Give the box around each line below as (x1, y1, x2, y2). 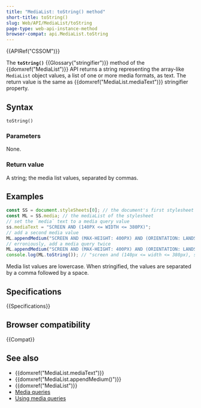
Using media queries (14, 394, 66, 402)
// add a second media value (6, 229, 79, 236)
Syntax (6, 102, 33, 112)
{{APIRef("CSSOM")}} (6, 47, 60, 55)
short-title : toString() (6, 14, 68, 20)
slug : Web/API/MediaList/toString (6, 20, 93, 26)
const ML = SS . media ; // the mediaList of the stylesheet (6, 213, 154, 219)
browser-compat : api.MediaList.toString (6, 31, 109, 37)
